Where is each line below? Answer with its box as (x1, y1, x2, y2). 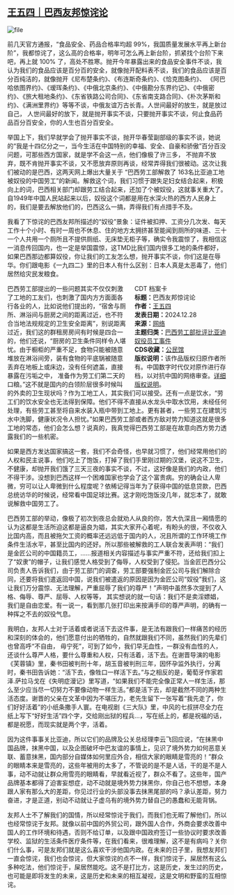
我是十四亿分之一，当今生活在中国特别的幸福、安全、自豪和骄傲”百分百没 (16, 141, 226, 150)
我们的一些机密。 (13, 432, 63, 441)
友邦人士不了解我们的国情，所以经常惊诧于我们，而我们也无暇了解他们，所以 (7, 810, 227, 819)
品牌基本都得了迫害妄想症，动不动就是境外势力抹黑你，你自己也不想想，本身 (7, 778, 227, 786)
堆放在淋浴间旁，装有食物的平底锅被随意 (7, 354, 123, 362)
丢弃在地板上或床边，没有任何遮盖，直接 (7, 363, 123, 371)
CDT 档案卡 (134, 284, 168, 292)
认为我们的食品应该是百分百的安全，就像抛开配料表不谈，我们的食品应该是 (7, 65, 221, 74)
